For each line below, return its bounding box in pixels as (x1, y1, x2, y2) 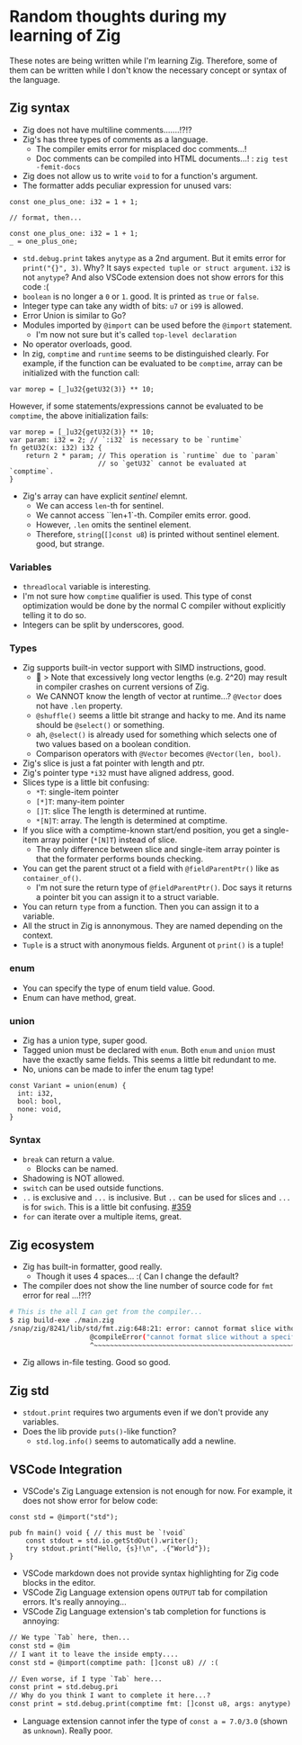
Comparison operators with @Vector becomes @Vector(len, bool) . (35, 749, 281, 760)
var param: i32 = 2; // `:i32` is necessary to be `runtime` (9, 435, 244, 445)
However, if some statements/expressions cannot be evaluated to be (9, 400, 263, 411)
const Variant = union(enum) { (9, 1081, 127, 1090)
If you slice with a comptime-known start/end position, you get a (22, 825, 262, 836)
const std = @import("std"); (9, 1513, 119, 1522)
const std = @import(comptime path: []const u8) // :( (9, 1658, 219, 1667)
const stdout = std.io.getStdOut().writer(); (25, 1536, 200, 1545)
